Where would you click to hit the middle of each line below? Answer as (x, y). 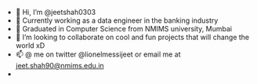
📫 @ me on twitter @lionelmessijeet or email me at (98, 54)
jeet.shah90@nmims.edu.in (60, 66)
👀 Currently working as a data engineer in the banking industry (117, 20)
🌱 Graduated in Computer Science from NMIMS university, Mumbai (124, 29)
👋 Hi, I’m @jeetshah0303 (56, 12)
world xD (30, 46)
